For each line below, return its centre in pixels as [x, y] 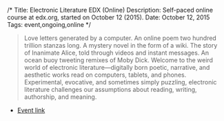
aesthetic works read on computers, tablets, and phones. [105, 75]
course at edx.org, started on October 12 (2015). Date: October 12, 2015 [109, 17]
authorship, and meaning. [60, 97]
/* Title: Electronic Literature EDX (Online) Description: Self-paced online [110, 10]
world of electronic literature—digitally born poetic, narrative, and [117, 67]
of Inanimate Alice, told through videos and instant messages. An [116, 53]
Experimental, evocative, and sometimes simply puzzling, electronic [120, 82]
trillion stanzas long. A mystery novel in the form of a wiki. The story [121, 45]
